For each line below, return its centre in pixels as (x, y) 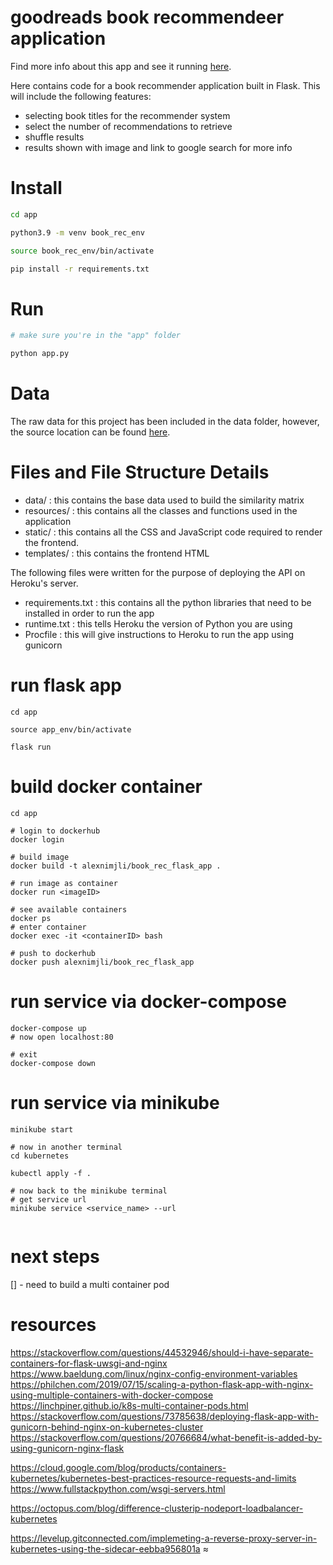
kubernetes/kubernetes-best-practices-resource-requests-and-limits (153, 1478)
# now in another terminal (66, 1147)
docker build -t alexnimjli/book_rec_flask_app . (116, 866)
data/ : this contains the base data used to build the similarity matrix (164, 500)
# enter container (48, 927)
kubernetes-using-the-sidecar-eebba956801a (105, 1548)
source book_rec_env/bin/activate (82, 251)
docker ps (31, 918)
